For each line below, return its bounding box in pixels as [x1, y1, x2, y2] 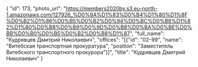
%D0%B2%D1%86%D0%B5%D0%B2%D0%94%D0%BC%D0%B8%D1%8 [6, 18, 191, 24]
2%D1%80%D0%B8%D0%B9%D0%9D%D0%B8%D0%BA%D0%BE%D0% [6, 24, 192, 31]
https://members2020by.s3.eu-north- [66, 5, 158, 12]
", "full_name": [129, 30, 165, 37]
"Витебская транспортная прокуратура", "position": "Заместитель [6, 42, 173, 49]
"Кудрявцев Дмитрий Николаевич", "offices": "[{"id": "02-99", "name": [6, 36, 183, 43]
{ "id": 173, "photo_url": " [6, 5, 66, 12]
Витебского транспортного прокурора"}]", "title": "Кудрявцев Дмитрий [6, 49, 186, 55]
